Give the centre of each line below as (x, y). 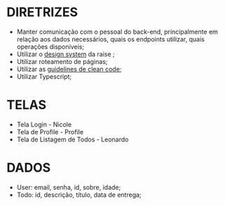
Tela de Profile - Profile (50, 131)
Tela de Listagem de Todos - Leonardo (73, 139)
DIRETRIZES (42, 12)
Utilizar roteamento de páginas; (62, 61)
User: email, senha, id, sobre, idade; (69, 187)
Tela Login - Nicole (44, 124)
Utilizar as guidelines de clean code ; (69, 69)
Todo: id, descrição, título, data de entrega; (79, 195)
